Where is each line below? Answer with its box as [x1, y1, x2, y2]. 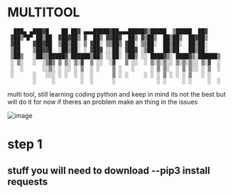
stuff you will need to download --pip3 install [7, 164, 211, 176]
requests [7, 176, 48, 188]
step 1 [7, 136, 43, 153]
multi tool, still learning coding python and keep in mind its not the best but [7, 90, 226, 98]
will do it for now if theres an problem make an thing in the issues [7, 97, 198, 106]
